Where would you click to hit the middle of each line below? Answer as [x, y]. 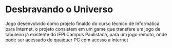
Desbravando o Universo [59, 9]
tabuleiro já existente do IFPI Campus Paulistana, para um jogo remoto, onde [86, 34]
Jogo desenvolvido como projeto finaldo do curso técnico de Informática [82, 23]
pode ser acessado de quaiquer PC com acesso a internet [67, 40]
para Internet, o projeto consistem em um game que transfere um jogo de [83, 29]
